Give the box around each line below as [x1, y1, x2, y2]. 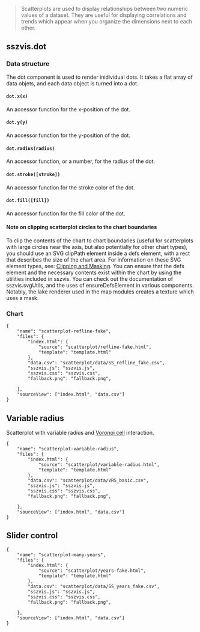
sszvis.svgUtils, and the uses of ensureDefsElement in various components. [6, 281, 194, 289]
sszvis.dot [6, 41, 47, 52]
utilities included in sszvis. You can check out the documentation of [6, 275, 173, 282]
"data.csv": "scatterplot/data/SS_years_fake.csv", [28, 583, 160, 589]
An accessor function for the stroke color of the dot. [6, 183, 135, 191]
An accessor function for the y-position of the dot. [6, 132, 131, 139]
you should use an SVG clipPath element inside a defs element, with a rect [6, 250, 190, 257]
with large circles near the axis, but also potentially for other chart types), [6, 243, 188, 250]
